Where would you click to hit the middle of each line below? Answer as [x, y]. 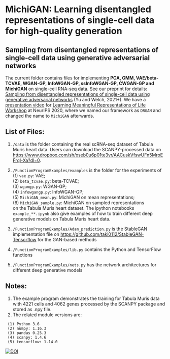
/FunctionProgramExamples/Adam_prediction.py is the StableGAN [80, 229]
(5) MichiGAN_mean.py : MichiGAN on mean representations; [74, 197]
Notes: [16, 286]
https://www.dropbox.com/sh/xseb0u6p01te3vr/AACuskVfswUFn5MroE [88, 155]
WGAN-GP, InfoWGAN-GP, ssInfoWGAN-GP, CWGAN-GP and [88, 83]
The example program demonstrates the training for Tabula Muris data [86, 298]
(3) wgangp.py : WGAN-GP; [40, 186]
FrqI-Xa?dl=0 [26, 160]
